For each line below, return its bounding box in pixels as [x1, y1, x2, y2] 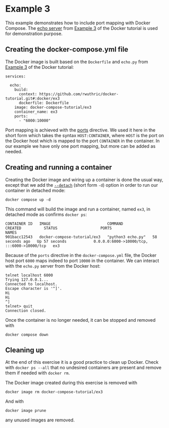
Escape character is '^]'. [5, 286, 62, 291]
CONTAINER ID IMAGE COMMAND [5, 221, 123, 226]
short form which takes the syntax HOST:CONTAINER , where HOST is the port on [5, 132, 164, 138]
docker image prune [5, 408, 47, 413]
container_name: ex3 [14, 109, 58, 114]
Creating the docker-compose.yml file [5, 45, 129, 54]
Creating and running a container [5, 163, 112, 172]
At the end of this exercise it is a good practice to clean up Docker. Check [5, 359, 159, 365]
